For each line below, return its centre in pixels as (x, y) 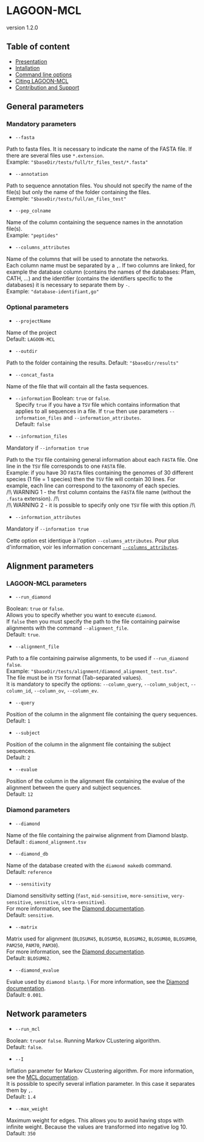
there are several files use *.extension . (55, 156)
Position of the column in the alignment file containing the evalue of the (96, 781)
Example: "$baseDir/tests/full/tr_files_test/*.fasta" (77, 162)
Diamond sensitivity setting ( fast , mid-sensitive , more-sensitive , (88, 895)
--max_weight (32, 1109)
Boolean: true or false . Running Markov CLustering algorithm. (84, 1040)
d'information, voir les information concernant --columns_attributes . (93, 547)
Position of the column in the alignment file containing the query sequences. (102, 715)
